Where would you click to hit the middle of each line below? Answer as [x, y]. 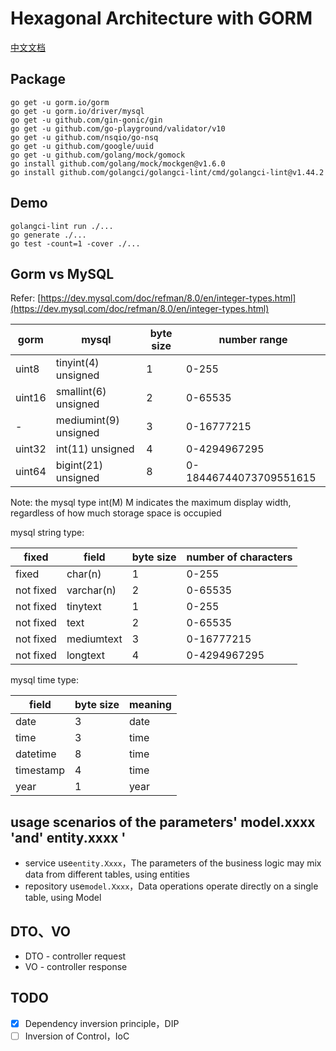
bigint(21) [79, 465]
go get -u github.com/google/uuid [82, 146]
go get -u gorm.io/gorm [60, 102]
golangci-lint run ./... [62, 226]
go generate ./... [48, 235]
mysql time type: [45, 680]
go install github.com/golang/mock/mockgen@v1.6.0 [118, 163]
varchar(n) [91, 590]
